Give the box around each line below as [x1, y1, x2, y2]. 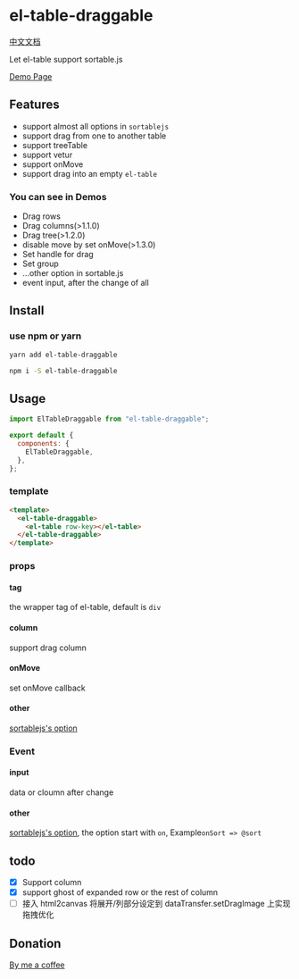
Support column [21, 877, 82, 888]
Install [9, 303, 45, 318]
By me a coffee [9, 959, 65, 970]
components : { [17, 439, 70, 448]
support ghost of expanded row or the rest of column [21, 887, 219, 898]
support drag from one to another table [21, 130, 167, 141]
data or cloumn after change [9, 787, 114, 798]
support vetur [21, 149, 73, 160]
